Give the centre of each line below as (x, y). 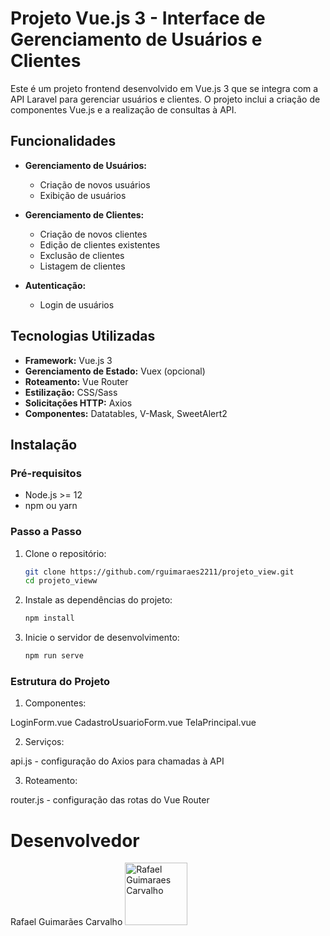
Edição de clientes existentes (100, 244)
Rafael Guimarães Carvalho (66, 922)
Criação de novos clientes (93, 234)
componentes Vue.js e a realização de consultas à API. (123, 109)
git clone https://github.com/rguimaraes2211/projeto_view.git (159, 572)
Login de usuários (77, 304)
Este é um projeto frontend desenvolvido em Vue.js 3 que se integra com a (164, 88)
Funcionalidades (63, 141)
